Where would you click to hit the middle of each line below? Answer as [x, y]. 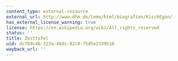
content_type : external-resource [47, 11]
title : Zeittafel [27, 38]
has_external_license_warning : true [51, 22]
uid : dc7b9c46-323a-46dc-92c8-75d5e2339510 [60, 44]
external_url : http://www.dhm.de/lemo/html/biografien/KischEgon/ [89, 17]
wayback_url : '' [26, 49]
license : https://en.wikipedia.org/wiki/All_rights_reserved [83, 28]
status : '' [19, 33]
